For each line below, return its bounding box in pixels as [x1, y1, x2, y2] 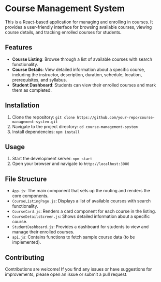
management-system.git [12, 119, 58, 124]
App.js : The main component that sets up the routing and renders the [12, 188, 150, 194]
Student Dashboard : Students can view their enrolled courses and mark [12, 82, 156, 88]
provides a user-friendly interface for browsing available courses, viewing [5, 24, 152, 30]
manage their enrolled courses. [12, 229, 74, 235]
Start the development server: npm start [12, 156, 93, 162]
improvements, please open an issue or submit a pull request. [5, 271, 128, 277]
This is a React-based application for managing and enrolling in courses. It [5, 19, 153, 25]
